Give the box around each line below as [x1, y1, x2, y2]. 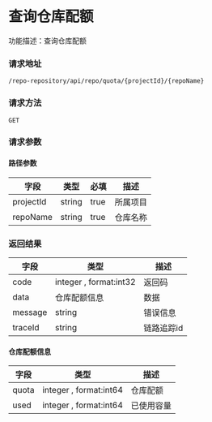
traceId [12, 321, 40, 333]
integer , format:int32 [55, 276, 136, 287]
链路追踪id [143, 322, 184, 334]
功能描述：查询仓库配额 [8, 36, 87, 45]
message [12, 306, 48, 317]
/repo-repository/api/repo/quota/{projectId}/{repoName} [8, 77, 205, 85]
